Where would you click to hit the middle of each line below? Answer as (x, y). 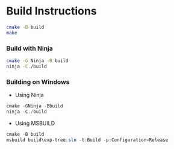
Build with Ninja (30, 48)
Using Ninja (29, 95)
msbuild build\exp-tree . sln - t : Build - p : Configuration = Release (87, 140)
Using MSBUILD (35, 123)
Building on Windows (38, 81)
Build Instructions (52, 11)
